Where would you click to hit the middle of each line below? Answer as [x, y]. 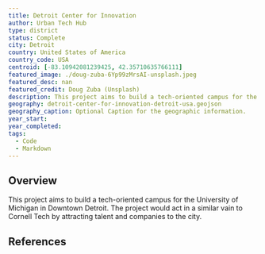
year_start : [28, 119]
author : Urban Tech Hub [48, 23]
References [37, 242]
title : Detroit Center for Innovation [72, 15]
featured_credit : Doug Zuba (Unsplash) [74, 89]
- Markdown [33, 148]
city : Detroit [32, 45]
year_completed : [35, 126]
